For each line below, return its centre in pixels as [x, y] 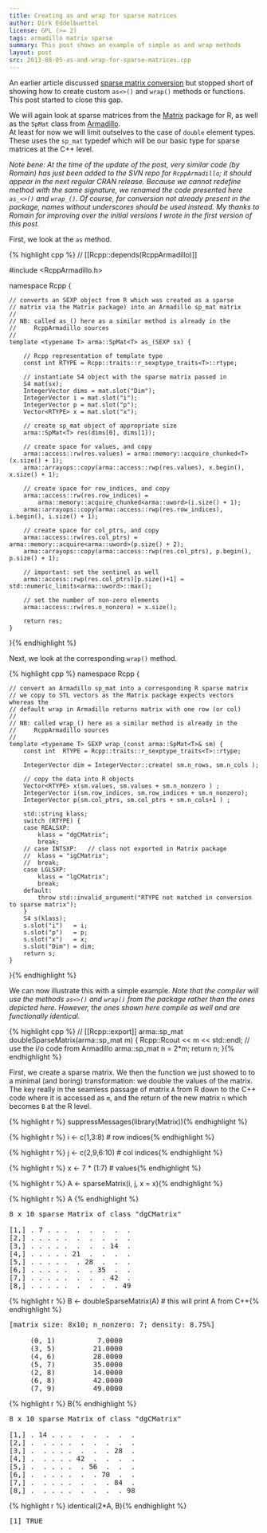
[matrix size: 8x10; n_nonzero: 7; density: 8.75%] [112, 1325]
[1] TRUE [26, 1521]
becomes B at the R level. [50, 1106]
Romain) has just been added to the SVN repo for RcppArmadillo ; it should [130, 173]
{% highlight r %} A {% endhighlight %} [74, 1199]
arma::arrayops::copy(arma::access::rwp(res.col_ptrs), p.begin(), [137, 551]
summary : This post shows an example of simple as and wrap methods [125, 45]
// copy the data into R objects [79, 779]
